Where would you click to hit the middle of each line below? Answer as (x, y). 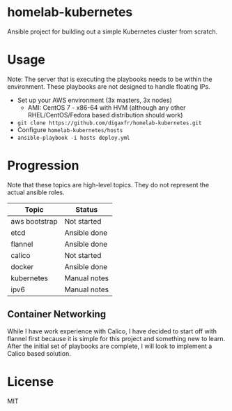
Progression (43, 166)
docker (22, 266)
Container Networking (57, 314)
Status (87, 209)
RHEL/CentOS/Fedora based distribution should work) (105, 115)
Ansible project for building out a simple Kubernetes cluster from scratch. (113, 31)
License (31, 381)
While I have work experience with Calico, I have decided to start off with (112, 331)
